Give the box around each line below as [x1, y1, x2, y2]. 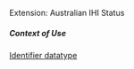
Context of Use [9, 27, 67, 38]
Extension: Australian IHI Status [9, 8, 125, 18]
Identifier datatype [9, 50, 78, 60]
